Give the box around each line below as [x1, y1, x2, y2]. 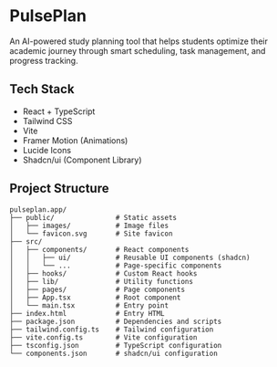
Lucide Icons [22, 144, 71, 155]
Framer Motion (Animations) [22, 134, 128, 146]
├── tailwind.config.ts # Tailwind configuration [9, 325, 214, 334]
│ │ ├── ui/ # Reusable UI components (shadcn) [9, 253, 251, 262]
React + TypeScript [22, 106, 96, 117]
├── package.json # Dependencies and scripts [9, 317, 222, 326]
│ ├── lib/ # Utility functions [9, 277, 194, 286]
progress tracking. [9, 55, 79, 66]
